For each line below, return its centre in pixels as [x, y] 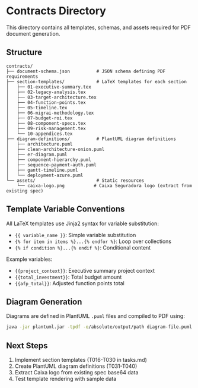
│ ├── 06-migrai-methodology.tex [50, 113]
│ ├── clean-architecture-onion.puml [55, 149]
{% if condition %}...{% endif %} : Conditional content [83, 247]
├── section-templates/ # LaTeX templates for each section [96, 81]
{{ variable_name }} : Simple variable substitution [75, 235]
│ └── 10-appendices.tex [39, 134]
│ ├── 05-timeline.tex [37, 108]
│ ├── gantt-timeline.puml [42, 170]
